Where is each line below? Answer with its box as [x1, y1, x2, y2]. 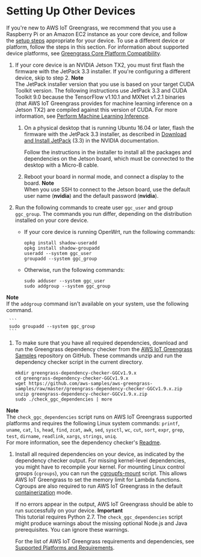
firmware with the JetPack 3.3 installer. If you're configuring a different [14, 67, 191, 75]
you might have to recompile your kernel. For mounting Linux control [14, 463, 185, 470]
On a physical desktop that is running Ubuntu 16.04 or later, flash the [23, 124, 194, 131]
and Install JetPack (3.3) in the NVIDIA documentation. [23, 137, 159, 144]
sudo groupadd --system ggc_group [8, 323, 96, 329]
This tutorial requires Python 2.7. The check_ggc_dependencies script [14, 513, 183, 520]
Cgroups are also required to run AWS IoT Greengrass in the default [14, 482, 183, 490]
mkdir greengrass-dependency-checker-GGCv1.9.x [14, 370, 137, 376]
